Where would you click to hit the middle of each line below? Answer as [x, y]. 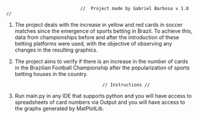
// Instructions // [126, 85]
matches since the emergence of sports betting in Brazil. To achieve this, [103, 31]
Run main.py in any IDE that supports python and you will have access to [103, 96]
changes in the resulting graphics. [56, 50]
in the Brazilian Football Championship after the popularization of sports [102, 68]
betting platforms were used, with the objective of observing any [93, 44]
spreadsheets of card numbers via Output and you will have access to [100, 102]
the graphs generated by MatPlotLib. [59, 109]
